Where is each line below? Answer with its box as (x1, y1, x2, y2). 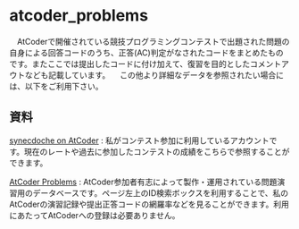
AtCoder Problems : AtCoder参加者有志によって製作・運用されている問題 (9, 176, 278, 187)
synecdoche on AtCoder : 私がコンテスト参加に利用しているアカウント (9, 135, 270, 146)
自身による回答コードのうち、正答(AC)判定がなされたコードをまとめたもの (9, 47, 284, 58)
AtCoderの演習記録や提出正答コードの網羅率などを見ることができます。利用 (9, 199, 290, 209)
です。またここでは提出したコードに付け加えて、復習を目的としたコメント (9, 58, 282, 69)
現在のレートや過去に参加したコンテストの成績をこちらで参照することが (23, 146, 290, 157)
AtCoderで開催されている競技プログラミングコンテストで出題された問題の (16, 36, 290, 47)
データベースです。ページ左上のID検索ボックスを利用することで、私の (32, 187, 289, 198)
